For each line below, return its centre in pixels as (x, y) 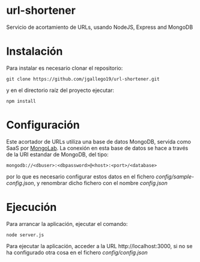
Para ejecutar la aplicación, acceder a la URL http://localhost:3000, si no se (99, 246)
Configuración (43, 125)
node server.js (25, 235)
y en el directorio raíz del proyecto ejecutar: (60, 90)
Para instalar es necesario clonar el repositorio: (65, 68)
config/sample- (175, 176)
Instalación (35, 51)
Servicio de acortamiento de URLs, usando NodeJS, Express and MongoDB (100, 27)
